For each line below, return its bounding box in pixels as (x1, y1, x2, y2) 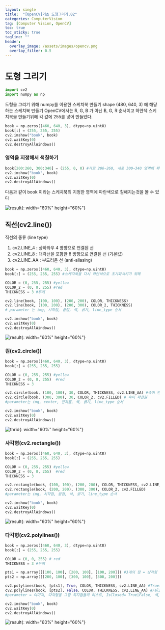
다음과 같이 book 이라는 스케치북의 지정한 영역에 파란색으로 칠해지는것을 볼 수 (5, 189, 154, 195)
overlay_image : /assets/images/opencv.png (9, 44, 98, 49)
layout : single (5, 7, 36, 12)
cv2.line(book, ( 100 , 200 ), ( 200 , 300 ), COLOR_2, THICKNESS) (5, 303, 133, 308)
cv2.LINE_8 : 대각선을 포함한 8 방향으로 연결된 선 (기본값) (12, 251, 123, 257)
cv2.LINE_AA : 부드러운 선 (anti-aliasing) (12, 257, 92, 263)
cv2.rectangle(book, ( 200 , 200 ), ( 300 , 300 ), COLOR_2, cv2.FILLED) (5, 487, 146, 492)
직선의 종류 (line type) (5, 234, 48, 241)
